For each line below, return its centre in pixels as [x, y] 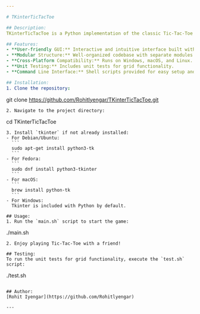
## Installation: [28, 82]
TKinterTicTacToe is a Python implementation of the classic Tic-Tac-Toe [100, 33]
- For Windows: [25, 201]
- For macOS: [22, 180]
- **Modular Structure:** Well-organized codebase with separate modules [100, 55]
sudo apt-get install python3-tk [53, 148]
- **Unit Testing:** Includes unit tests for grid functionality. [90, 66]
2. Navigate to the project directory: [56, 110]
